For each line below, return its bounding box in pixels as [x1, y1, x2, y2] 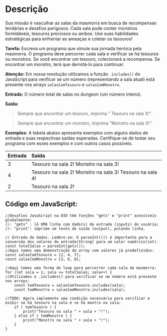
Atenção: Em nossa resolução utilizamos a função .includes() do [5, 71, 141, 77]
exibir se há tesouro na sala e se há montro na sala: [5, 300, 121, 305]
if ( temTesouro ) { [14, 305, 57, 310]
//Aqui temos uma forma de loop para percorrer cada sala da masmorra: [5, 265, 157, 270]
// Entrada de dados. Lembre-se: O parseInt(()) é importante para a [5, 235, 153, 240]
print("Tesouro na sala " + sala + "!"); [23, 309, 110, 314]
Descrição [5, 3, 49, 15]
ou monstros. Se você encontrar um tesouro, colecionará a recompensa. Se [5, 56, 160, 62]
